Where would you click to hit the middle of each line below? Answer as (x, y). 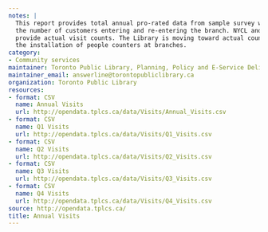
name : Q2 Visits (42, 149)
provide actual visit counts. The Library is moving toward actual (130, 38)
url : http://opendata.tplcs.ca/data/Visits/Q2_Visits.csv (114, 156)
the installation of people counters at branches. (101, 45)
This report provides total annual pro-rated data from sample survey (135, 23)
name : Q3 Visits (42, 171)
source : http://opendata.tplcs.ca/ (67, 208)
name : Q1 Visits (42, 127)
